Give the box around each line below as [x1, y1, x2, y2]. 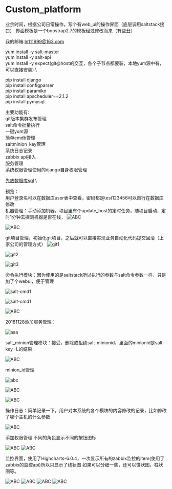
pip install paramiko [5, 87, 47, 94]
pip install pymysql [5, 98, 45, 104]
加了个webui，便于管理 [5, 278, 54, 284]
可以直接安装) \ [5, 66, 37, 73]
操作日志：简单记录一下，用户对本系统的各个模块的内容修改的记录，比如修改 [5, 407, 167, 413]
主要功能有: [5, 109, 30, 115]
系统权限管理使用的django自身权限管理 [5, 166, 88, 172]
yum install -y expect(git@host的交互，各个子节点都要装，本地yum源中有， [5, 60, 164, 66]
